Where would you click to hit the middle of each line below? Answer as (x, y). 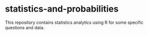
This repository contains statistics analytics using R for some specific (74, 22)
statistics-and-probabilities (62, 9)
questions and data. (25, 27)
